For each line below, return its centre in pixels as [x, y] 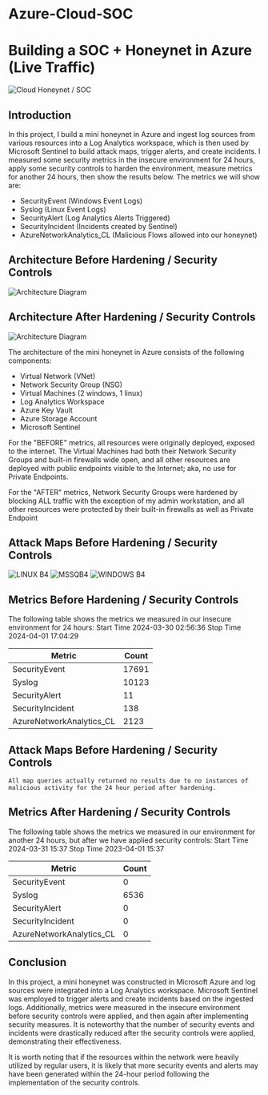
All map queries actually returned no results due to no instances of [128, 781]
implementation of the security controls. [74, 1082]
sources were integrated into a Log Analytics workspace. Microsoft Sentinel [133, 990]
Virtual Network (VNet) [58, 376]
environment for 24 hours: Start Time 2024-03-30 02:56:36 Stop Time [125, 628]
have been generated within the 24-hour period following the [109, 1073]
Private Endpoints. [38, 477]
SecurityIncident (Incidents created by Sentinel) [98, 226]
